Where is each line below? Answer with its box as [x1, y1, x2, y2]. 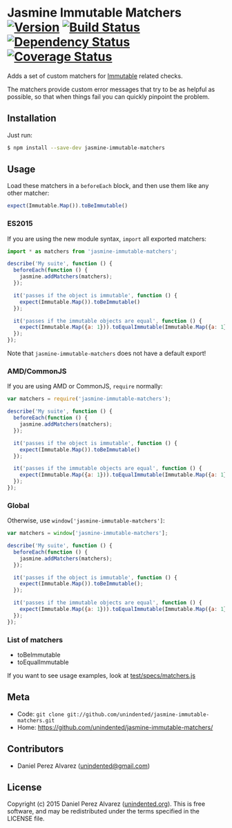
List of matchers [7, 634, 64, 644]
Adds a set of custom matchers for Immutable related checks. [7, 71, 183, 80]
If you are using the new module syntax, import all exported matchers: [7, 234, 207, 243]
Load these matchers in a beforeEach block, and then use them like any [7, 182, 209, 190]
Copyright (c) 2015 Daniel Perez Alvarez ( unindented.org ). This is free [7, 800, 206, 808]
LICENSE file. [7, 814, 45, 823]
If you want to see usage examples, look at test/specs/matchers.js [7, 672, 195, 679]
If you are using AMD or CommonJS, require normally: [7, 382, 163, 391]
